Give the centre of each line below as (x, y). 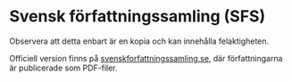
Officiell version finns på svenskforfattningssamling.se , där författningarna (146, 58)
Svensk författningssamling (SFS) (138, 16)
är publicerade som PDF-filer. (63, 68)
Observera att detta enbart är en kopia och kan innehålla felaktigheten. (139, 41)
